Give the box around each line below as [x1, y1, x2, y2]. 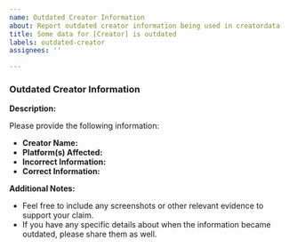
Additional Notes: [9, 183, 76, 194]
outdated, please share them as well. [21, 228, 157, 240]
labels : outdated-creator [9, 37, 105, 47]
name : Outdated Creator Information [9, 12, 145, 22]
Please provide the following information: [9, 121, 160, 132]
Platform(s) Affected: [21, 148, 103, 158]
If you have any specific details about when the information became [21, 220, 271, 230]
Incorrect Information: [21, 156, 107, 167]
